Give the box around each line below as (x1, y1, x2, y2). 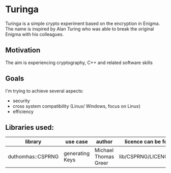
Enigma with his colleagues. (5, 31, 64, 37)
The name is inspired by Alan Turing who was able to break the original (5, 25, 154, 32)
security (12, 98, 31, 104)
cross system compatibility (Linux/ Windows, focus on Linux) (12, 103, 141, 109)
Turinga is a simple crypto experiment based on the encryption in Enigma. (5, 20, 160, 26)
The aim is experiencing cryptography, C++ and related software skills (5, 60, 153, 66)
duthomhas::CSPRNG (8, 153, 59, 160)
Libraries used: (5, 123, 54, 132)
